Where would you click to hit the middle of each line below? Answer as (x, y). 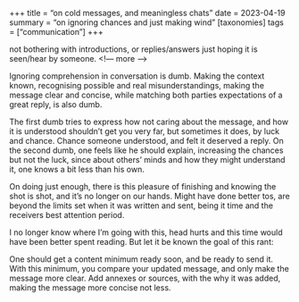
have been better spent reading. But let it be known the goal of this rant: (141, 242)
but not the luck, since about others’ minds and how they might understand (147, 159)
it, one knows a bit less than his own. (77, 169)
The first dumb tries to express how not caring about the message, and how (149, 122)
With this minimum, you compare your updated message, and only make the (149, 268)
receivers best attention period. (67, 215)
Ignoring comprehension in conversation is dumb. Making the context (137, 76)
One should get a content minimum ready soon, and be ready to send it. (141, 259)
